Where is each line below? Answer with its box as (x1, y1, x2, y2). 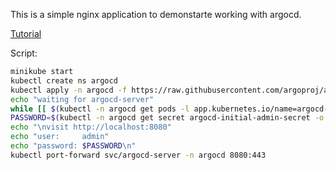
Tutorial (10, 28, 42, 39)
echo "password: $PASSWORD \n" (10, 141, 137, 151)
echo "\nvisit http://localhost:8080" (10, 122, 172, 133)
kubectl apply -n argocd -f (10, 85, 128, 95)
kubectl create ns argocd (10, 75, 118, 86)
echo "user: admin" (10, 132, 110, 142)
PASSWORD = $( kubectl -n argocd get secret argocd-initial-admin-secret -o (10, 113, 325, 123)
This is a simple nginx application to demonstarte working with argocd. (10, 9, 302, 20)
